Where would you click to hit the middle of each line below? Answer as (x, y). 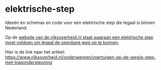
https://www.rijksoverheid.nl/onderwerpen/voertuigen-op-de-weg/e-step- (80, 57)
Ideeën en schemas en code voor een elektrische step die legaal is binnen (80, 23)
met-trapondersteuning (29, 62)
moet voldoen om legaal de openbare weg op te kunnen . (62, 42)
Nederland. (16, 27)
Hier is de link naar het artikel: (35, 52)
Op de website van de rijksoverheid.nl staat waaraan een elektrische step (79, 37)
